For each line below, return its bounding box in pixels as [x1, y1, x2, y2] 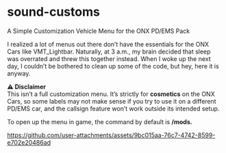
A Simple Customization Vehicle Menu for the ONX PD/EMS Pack [7, 27, 190, 35]
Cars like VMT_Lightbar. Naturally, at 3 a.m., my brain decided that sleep [7, 47, 211, 56]
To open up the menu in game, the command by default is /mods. [7, 117, 193, 126]
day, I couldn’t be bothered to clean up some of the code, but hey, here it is [7, 62, 219, 70]
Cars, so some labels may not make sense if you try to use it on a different [7, 97, 217, 105]
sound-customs [7, 4, 101, 20]
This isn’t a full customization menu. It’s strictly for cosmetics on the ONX [7, 90, 215, 98]
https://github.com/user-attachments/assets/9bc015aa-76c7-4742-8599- [7, 131, 216, 139]
